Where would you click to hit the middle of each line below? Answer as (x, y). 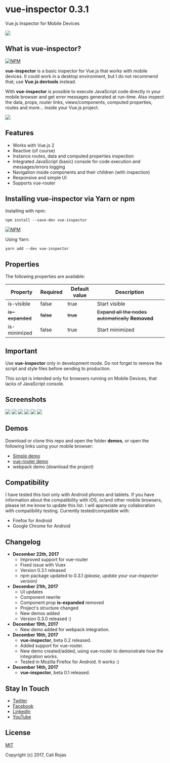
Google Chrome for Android (41, 526)
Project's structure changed (49, 608)
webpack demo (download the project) (53, 467)
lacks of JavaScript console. (35, 384)
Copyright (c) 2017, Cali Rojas (36, 755)
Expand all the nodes (122, 312)
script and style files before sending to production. (58, 369)
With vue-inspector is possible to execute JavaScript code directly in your (83, 91)
